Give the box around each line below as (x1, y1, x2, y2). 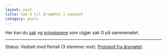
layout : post (5, 7, 32, 12)
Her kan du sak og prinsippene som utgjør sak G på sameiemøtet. (5, 30, 140, 36)
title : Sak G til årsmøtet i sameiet (5, 12, 83, 17)
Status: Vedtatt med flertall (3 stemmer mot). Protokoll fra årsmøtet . (5, 44, 143, 50)
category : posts (5, 16, 39, 21)
